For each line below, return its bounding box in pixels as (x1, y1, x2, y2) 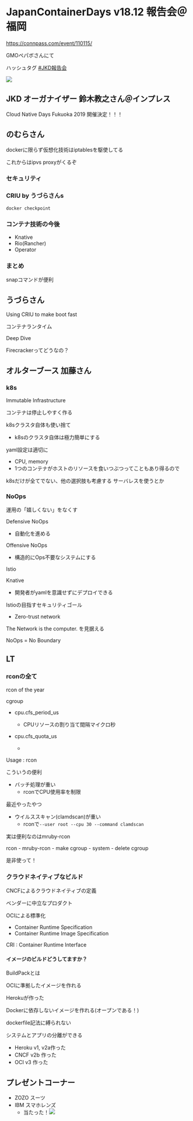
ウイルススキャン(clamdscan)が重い (14, 813, 101, 820)
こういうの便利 (6, 768, 42, 776)
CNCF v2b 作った (14, 1051, 57, 1058)
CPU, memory (14, 458, 48, 465)
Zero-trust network (14, 613, 61, 621)
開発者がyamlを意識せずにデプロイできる (14, 589, 113, 596)
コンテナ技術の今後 (6, 220, 60, 228)
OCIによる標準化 (6, 912, 46, 919)
